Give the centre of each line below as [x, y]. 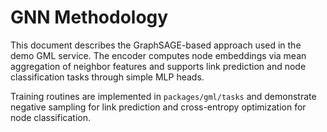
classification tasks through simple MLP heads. [107, 77]
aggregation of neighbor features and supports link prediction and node [158, 66]
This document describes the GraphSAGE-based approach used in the [156, 45]
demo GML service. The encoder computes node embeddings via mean [158, 55]
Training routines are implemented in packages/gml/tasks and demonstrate [163, 96]
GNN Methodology [89, 17]
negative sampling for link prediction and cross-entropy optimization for [158, 107]
